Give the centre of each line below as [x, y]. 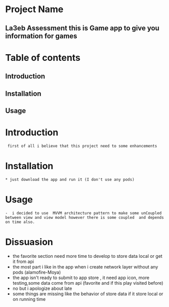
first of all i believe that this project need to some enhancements [82, 146]
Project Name [34, 9]
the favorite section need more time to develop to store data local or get [88, 256]
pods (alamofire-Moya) [37, 272]
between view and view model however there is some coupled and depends [85, 217]
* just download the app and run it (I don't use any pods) [70, 179]
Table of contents [43, 57]
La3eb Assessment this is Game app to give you [82, 28]
